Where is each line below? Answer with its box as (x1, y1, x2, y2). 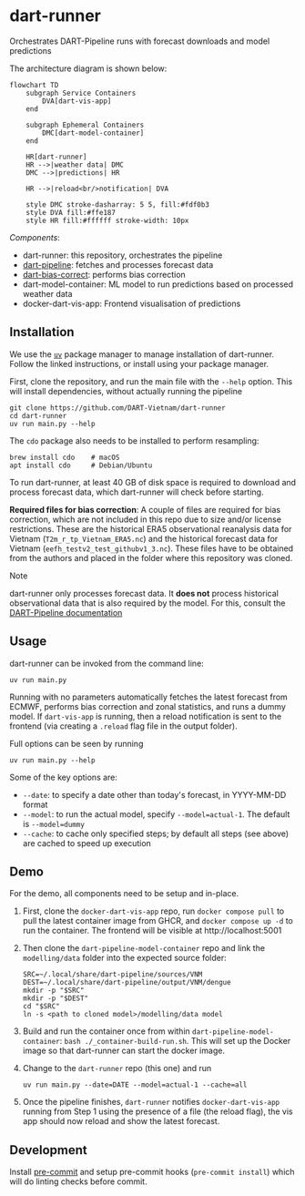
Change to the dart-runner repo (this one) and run (22, 1063, 212, 1074)
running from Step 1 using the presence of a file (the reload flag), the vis (22, 1106, 293, 1117)
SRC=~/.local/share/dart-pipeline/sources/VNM (22, 970, 203, 979)
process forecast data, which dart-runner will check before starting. (9, 486, 264, 497)
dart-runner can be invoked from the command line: (9, 658, 205, 669)
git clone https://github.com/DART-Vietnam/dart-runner (9, 403, 226, 413)
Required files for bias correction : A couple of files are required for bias (9, 504, 280, 515)
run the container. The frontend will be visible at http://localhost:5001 (22, 925, 282, 936)
